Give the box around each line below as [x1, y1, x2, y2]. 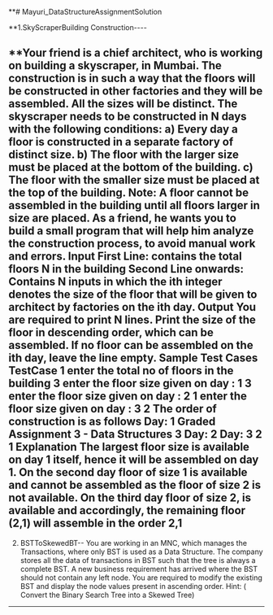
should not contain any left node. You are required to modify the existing [19, 573, 262, 582]
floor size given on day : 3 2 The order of [8, 402, 217, 416]
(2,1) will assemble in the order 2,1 [8, 517, 183, 530]
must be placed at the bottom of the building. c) [8, 160, 253, 174]
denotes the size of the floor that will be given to [8, 288, 258, 302]
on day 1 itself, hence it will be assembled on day [8, 453, 259, 467]
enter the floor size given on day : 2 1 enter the [8, 390, 248, 403]
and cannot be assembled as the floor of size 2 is [8, 478, 262, 492]
